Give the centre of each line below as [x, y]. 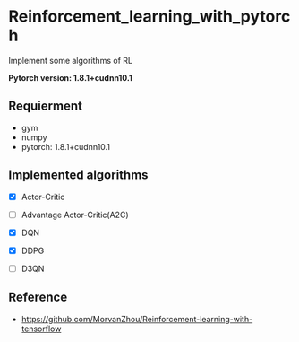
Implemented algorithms [78, 175]
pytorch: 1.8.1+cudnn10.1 [66, 146]
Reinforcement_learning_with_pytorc [149, 17]
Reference [38, 298]
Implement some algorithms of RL [71, 60]
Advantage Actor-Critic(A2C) [75, 215]
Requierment [45, 106]
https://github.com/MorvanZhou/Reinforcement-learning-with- [137, 319]
